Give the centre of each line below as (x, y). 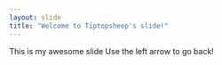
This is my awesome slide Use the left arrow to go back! (112, 51)
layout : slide (36, 17)
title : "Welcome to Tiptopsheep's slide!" (89, 26)
